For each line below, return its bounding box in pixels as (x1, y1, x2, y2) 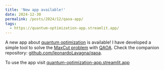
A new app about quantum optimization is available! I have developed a (5, 39, 151, 45)
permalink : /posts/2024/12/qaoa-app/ (5, 16, 84, 21)
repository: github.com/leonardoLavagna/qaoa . (5, 50, 102, 56)
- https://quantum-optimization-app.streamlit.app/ (9, 26, 120, 31)
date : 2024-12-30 (5, 12, 41, 17)
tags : (5, 21, 16, 26)
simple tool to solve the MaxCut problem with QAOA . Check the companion (5, 45, 160, 51)
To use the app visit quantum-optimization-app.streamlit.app (5, 60, 130, 66)
